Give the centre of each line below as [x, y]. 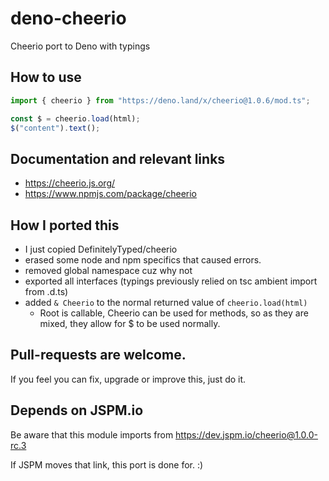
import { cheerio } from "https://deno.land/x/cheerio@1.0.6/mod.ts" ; [160, 100]
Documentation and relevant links [118, 158]
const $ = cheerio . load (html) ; [75, 118]
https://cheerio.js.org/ [70, 183]
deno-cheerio [68, 18]
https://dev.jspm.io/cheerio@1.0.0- [246, 434]
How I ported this [65, 225]
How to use [46, 77]
